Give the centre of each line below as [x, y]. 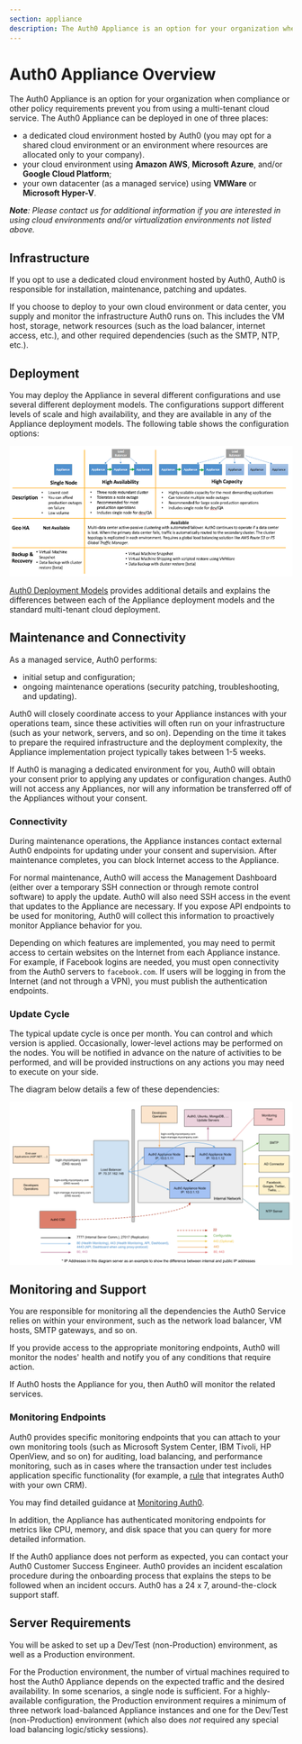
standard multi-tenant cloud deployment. [85, 609]
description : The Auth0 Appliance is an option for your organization [144, 28]
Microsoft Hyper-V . [59, 193]
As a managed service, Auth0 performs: [83, 659]
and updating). [49, 696]
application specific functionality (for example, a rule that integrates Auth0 [147, 1475]
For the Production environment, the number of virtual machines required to [150, 1672]
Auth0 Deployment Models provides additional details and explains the [140, 590]
